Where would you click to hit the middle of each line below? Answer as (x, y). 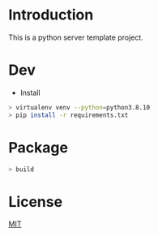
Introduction (51, 15)
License (36, 202)
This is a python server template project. (76, 37)
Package (38, 147)
